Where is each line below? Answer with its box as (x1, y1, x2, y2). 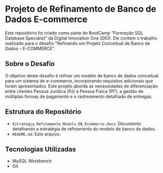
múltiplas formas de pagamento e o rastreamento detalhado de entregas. (5, 93, 153, 99)
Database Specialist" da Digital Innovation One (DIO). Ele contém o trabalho (5, 35, 158, 41)
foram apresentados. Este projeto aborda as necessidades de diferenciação (5, 83, 158, 89)
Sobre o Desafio (5, 60, 55, 68)
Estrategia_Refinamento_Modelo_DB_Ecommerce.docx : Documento (12, 121, 141, 127)
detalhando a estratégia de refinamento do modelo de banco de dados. (12, 126, 156, 131)
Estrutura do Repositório (5, 108, 82, 116)
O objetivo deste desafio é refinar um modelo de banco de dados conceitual (5, 72, 159, 79)
